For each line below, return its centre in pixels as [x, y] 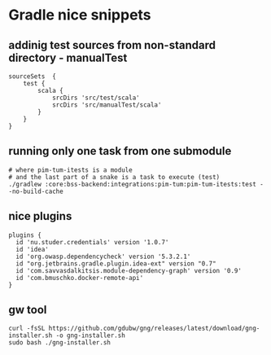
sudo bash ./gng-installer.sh [60, 343]
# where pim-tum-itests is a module [70, 170]
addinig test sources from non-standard [112, 45]
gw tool [28, 310]
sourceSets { [33, 77]
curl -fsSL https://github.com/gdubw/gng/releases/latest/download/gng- [134, 329]
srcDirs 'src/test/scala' [96, 98]
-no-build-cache [36, 191]
